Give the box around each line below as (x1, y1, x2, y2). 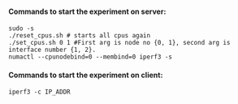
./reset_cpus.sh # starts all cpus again (8, 32, 151, 40)
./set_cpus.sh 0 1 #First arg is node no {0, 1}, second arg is (8, 39, 231, 47)
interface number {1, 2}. (8, 45, 96, 54)
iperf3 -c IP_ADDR (8, 88, 71, 97)
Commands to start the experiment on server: (8, 6, 167, 16)
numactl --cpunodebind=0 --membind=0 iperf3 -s (8, 53, 173, 61)
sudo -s (8, 24, 35, 32)
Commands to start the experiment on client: (8, 70, 163, 80)
